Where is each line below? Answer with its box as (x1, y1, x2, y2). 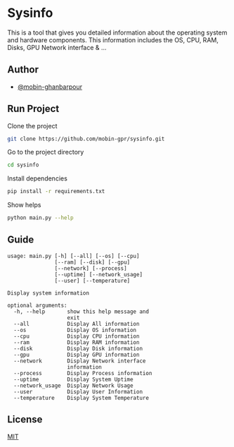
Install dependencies (7, 174, 68, 183)
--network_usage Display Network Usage (13, 382, 134, 389)
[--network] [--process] (54, 264, 128, 272)
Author (7, 63, 39, 75)
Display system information (7, 289, 90, 297)
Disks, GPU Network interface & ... (7, 43, 107, 51)
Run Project (7, 103, 60, 115)
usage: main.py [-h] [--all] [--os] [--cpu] (7, 252, 140, 259)
